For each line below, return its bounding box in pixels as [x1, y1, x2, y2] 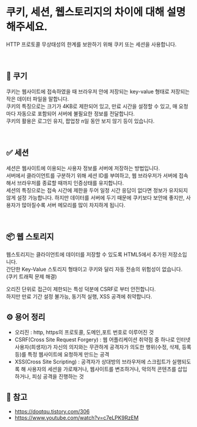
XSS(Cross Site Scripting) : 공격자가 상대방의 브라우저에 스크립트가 [14, 358, 171, 366]
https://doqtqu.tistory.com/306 [14, 408, 90, 415]
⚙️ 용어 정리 [6, 312, 46, 322]
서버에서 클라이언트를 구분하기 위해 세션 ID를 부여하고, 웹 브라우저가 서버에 [6, 172, 178, 179]
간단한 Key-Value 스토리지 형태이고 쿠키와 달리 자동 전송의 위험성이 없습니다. [6, 266, 183, 273]
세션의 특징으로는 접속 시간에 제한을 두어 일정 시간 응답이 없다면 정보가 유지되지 [6, 186, 188, 193]
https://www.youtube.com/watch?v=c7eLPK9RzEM [14, 414, 139, 421]
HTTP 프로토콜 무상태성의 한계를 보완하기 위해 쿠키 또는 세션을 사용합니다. [6, 41, 177, 48]
